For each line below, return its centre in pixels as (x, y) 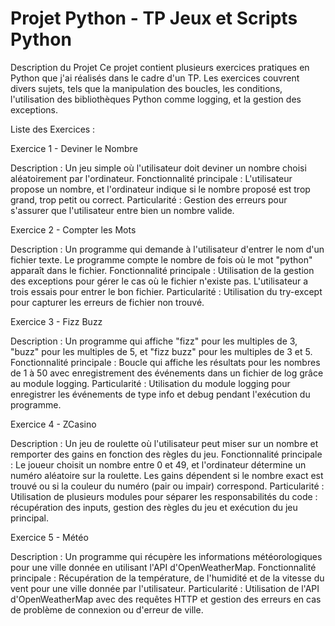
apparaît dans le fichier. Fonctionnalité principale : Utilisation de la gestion (162, 270)
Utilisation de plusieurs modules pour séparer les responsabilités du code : (164, 496)
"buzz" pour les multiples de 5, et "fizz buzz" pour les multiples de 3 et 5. (161, 351)
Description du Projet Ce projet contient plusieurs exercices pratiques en (160, 67)
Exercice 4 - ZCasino (53, 424)
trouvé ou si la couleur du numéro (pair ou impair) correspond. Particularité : (167, 486)
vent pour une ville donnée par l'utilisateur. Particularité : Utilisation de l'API (165, 588)
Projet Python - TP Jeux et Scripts (154, 18)
